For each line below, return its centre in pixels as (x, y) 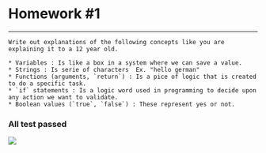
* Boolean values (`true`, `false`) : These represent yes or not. (122, 104)
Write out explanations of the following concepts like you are (116, 42)
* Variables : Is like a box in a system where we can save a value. (125, 63)
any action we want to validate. (63, 97)
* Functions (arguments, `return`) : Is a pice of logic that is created (133, 76)
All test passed (38, 124)
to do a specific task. (47, 84)
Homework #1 (54, 14)
